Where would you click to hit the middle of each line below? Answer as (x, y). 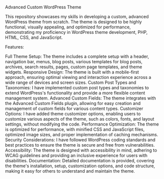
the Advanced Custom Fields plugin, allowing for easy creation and (73, 103)
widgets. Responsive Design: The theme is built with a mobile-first (72, 72)
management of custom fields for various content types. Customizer (74, 108)
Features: (15, 47)
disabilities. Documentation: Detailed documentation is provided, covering (80, 161)
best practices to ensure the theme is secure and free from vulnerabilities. (80, 145)
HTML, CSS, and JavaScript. (34, 37)
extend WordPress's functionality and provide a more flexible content (75, 93)
